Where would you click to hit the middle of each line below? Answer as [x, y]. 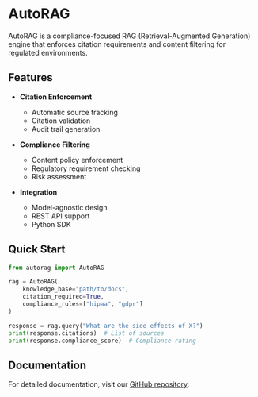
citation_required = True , [63, 297]
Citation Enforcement [56, 97]
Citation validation [61, 121]
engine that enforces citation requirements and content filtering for [117, 44]
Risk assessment [59, 176]
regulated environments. [48, 52]
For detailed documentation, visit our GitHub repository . [99, 384]
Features [30, 77]
